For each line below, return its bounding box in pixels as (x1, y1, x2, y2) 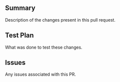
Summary (5, 4, 36, 12)
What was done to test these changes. (5, 44, 82, 50)
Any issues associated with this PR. (5, 71, 77, 78)
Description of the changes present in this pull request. (5, 17, 116, 23)
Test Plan (5, 31, 34, 40)
